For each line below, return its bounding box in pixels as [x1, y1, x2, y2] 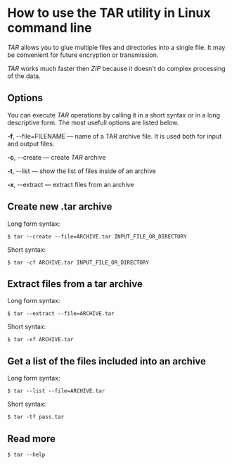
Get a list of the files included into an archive [7, 355, 206, 367]
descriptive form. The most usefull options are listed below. [7, 118, 179, 127]
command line [7, 20, 93, 36]
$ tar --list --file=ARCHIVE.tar [7, 388, 105, 395]
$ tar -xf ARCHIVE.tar [7, 336, 74, 343]
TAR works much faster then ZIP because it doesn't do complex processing [7, 64, 226, 72]
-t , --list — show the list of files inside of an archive [7, 167, 157, 175]
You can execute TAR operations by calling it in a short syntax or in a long [7, 110, 220, 119]
